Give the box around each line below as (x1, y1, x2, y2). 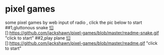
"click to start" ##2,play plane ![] (5, 35, 71, 41)
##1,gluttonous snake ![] (5, 24, 54, 30)
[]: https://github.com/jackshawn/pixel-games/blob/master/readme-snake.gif (5, 30, 159, 36)
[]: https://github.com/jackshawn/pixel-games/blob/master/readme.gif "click (5, 40, 158, 46)
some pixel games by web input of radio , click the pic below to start (5, 19, 143, 25)
